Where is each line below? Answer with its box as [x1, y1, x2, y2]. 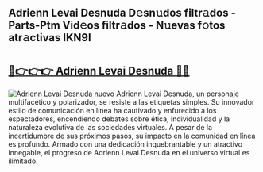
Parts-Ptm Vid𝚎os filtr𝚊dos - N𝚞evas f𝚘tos [8, 19, 226, 32]
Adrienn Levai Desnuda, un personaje [116, 89, 240, 98]
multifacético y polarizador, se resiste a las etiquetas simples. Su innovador [8, 97, 255, 106]
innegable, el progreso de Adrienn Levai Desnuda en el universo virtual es [8, 148, 250, 157]
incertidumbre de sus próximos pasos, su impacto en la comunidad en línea [8, 131, 256, 140]
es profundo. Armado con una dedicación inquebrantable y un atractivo [8, 140, 243, 149]
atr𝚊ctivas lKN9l [8, 31, 91, 44]
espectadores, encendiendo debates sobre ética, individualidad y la [8, 114, 230, 124]
